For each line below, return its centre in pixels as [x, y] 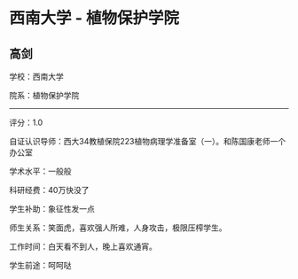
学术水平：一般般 [40, 171]
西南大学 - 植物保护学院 [94, 18]
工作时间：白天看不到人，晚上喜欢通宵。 [83, 246]
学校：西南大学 [36, 77]
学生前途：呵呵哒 [40, 265]
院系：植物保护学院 [44, 95]
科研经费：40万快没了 [49, 190]
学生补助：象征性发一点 [52, 209]
